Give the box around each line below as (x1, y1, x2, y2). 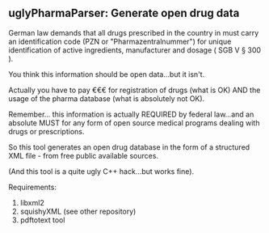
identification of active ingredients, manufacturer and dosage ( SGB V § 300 (8, 44, 261, 55)
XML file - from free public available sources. (8, 150, 159, 160)
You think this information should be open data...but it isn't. (8, 69, 205, 79)
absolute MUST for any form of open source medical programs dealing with (8, 117, 260, 128)
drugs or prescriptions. (8, 126, 85, 136)
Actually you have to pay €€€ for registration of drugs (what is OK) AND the (8, 85, 261, 95)
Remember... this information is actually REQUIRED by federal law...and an (8, 109, 254, 119)
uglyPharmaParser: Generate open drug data (8, 6, 240, 20)
